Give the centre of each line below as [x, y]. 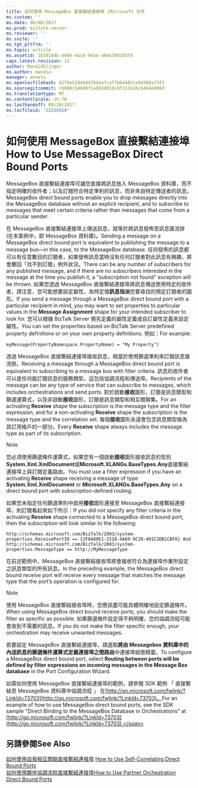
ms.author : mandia [29, 72]
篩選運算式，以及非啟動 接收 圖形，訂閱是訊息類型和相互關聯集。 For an [91, 400]
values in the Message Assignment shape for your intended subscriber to [96, 312]
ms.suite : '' [22, 39]
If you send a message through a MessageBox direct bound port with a [103, 299]
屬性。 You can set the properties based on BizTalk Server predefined [90, 326]
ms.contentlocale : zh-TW [37, 99]
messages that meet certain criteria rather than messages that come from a [98, 210]
